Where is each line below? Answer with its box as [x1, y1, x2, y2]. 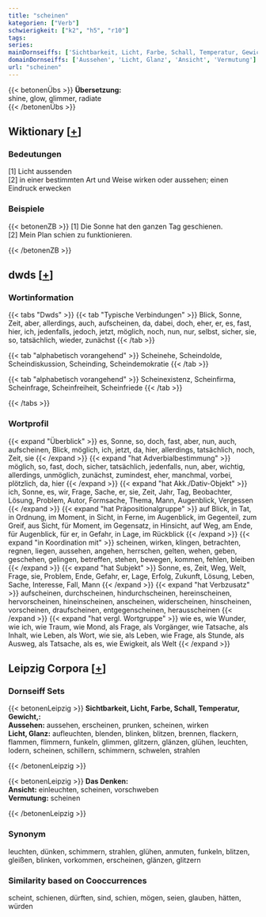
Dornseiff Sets [8, 686, 65, 697]
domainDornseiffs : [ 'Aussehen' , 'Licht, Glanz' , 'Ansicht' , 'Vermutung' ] [8, 56, 257, 64]
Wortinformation [8, 292, 74, 303]
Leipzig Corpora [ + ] [8, 662, 107, 676]
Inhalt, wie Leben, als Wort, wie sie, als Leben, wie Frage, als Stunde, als [8, 630, 245, 640]
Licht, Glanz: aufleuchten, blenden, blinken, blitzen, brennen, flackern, [8, 729, 239, 738]
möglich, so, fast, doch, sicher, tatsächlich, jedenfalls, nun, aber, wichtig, [8, 461, 245, 471]
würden [8, 902, 33, 911]
